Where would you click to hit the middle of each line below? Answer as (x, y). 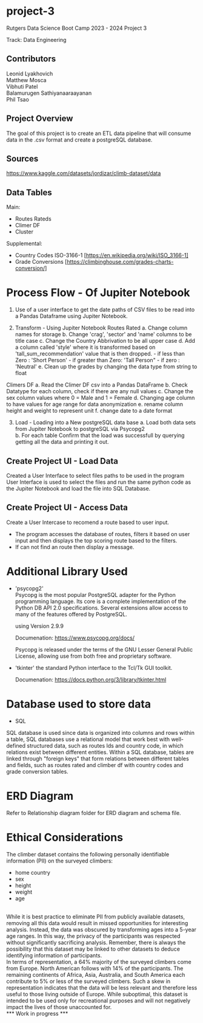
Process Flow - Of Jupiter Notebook (98, 293)
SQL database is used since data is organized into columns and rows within (101, 732)
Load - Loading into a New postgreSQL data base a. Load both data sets (105, 422)
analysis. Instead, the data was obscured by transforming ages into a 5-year (101, 929)
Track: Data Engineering (36, 40)
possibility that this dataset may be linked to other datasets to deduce (93, 949)
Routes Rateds (33, 219)
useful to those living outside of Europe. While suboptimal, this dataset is (97, 994)
